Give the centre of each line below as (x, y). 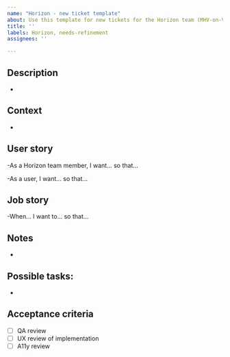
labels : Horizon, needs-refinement (58, 33)
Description (33, 73)
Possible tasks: (40, 276)
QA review (31, 330)
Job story (28, 200)
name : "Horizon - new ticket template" (64, 13)
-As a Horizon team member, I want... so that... (73, 165)
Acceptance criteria (50, 314)
